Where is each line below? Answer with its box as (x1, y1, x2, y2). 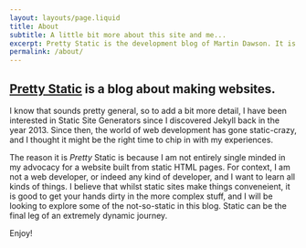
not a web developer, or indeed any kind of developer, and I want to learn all (9, 170, 295, 182)
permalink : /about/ (9, 47, 84, 57)
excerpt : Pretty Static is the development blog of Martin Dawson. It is (9, 38, 297, 48)
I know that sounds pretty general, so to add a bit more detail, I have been (9, 105, 288, 116)
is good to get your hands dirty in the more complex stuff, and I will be (9, 191, 273, 201)
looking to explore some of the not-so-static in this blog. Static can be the (9, 200, 288, 211)
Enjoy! (9, 227, 34, 238)
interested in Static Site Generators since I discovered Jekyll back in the (9, 115, 280, 126)
